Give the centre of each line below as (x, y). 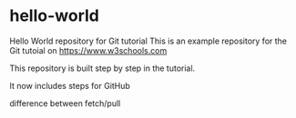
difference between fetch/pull (65, 103)
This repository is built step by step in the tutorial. (102, 68)
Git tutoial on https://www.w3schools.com (88, 50)
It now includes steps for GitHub (70, 85)
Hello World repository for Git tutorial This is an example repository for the (148, 41)
